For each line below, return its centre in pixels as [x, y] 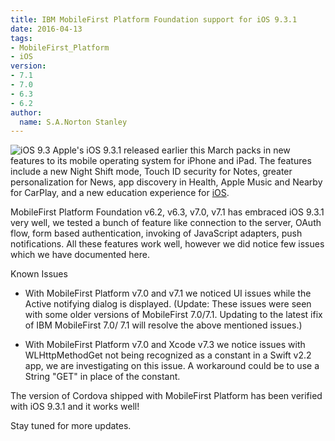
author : [26, 112]
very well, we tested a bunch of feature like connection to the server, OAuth [166, 223]
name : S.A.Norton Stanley [73, 122]
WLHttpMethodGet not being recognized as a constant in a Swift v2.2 [168, 355]
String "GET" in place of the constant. [102, 377]
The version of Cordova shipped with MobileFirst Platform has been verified [166, 396]
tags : [21, 38]
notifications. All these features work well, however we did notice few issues [167, 244]
